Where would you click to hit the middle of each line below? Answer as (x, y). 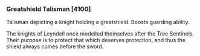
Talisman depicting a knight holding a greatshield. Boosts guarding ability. (98, 22)
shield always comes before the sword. (55, 46)
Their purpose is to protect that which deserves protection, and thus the (96, 40)
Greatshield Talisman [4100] (49, 9)
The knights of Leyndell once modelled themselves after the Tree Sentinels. (100, 34)
